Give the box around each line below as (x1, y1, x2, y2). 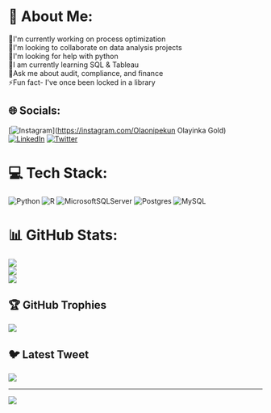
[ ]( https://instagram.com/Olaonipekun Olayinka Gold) (8, 125, 227, 135)
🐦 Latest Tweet (8, 348, 90, 361)
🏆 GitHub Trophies (8, 298, 107, 312)
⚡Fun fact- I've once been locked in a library (8, 77, 156, 87)
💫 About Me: (8, 7, 94, 26)
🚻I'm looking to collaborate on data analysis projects (8, 42, 183, 52)
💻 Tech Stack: (8, 163, 108, 182)
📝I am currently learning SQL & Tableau (8, 60, 140, 70)
